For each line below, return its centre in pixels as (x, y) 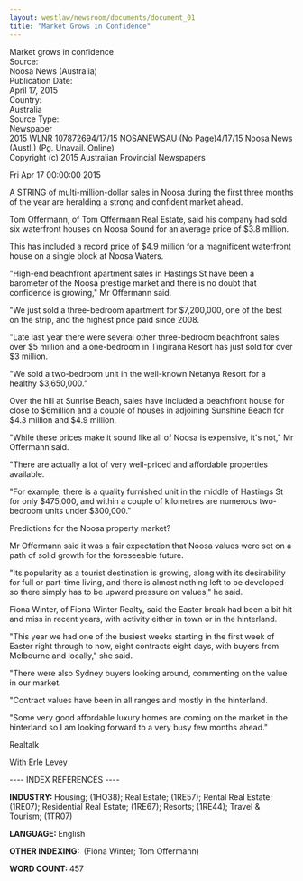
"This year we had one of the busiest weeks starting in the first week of (142, 636)
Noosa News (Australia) (53, 71)
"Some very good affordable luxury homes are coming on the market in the (149, 717)
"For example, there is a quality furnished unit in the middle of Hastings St (147, 491)
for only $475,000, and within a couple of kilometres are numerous (133, 500)
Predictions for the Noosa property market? (90, 528)
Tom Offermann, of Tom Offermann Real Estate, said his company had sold (148, 219)
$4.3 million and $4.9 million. (63, 419)
